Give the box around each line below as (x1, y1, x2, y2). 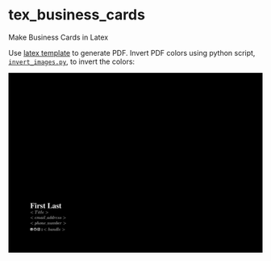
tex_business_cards (8, 6, 145, 24)
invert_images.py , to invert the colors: (8, 57, 135, 66)
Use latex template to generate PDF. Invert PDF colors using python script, (8, 48, 256, 57)
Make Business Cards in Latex (8, 32, 109, 42)
